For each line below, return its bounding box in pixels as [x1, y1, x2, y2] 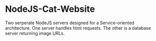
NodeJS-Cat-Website [5, 3, 95, 15]
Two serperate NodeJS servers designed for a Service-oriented [5, 20, 134, 26]
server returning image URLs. [5, 30, 65, 36]
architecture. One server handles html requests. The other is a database [5, 25, 151, 31]
